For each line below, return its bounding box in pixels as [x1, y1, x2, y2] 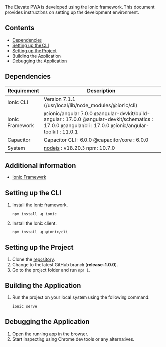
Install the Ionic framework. [12, 202, 68, 208]
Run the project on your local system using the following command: [12, 294, 150, 300]
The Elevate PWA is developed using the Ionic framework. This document [5, 4, 155, 10]
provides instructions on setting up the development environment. [5, 9, 139, 15]
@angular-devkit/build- [93, 110, 151, 116]
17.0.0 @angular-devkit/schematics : [65, 116, 153, 123]
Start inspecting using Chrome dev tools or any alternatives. [12, 336, 135, 342]
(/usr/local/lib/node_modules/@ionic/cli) [43, 102, 138, 109]
